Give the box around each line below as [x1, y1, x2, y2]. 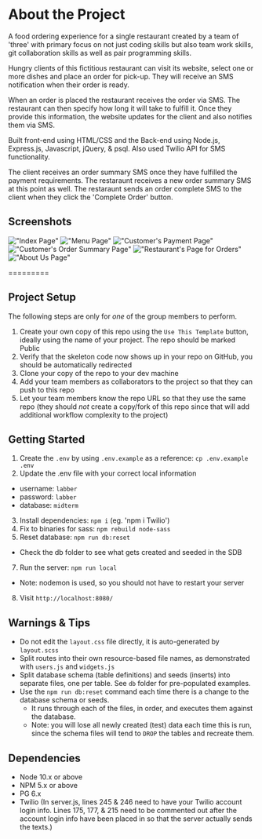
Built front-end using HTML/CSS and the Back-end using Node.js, [8, 135, 220, 144]
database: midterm [19, 501, 78, 510]
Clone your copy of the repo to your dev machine [19, 368, 179, 378]
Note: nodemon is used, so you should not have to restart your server [19, 578, 245, 588]
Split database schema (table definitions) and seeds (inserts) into [19, 670, 231, 680]
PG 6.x [19, 789, 42, 798]
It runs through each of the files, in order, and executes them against [31, 704, 253, 713]
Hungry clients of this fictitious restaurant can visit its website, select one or [8, 63, 253, 72]
